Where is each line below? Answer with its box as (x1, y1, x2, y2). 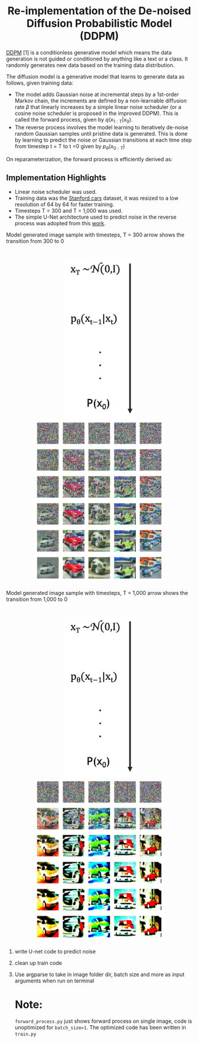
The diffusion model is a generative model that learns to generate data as (6, 73, 185, 80)
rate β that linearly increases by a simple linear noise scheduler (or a (14, 103, 181, 110)
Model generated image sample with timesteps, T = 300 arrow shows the (6, 231, 185, 238)
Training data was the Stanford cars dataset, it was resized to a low (14, 194, 178, 202)
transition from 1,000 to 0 (6, 596, 68, 603)
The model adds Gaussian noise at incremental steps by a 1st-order (14, 91, 179, 98)
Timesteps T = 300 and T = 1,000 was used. (14, 207, 123, 215)
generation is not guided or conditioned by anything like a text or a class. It (6, 55, 188, 62)
